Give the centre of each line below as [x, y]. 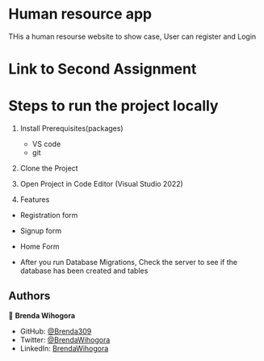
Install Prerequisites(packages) [71, 128]
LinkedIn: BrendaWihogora [64, 348]
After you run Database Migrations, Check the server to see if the [129, 262]
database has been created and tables [84, 271]
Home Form [40, 246]
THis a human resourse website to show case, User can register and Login [132, 36]
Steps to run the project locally [113, 106]
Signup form [41, 231]
